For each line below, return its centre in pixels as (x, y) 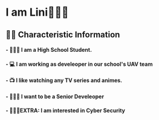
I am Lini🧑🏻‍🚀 (37, 12)
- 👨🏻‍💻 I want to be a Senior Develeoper (55, 96)
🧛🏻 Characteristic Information (63, 35)
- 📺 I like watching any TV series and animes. (64, 80)
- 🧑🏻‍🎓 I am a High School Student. (49, 50)
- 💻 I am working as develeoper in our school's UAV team (79, 64)
